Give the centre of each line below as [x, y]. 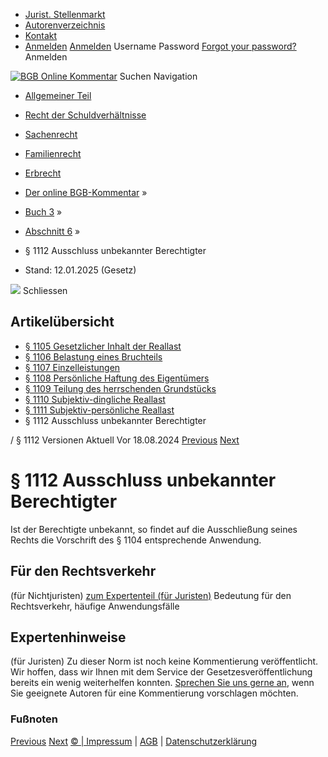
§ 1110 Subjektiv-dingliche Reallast [95, 399]
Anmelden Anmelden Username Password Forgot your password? [160, 46]
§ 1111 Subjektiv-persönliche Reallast [99, 410]
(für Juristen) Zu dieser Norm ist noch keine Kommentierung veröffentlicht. [164, 661]
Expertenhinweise [68, 637]
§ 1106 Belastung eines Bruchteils [93, 356]
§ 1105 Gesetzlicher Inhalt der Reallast [103, 346]
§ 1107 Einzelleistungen [72, 367]
